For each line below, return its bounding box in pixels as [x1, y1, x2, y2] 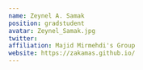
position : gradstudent [8, 19, 85, 27]
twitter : [8, 34, 38, 43]
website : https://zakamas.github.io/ [8, 49, 136, 57]
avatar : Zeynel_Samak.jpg [8, 27, 95, 35]
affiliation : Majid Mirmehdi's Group [8, 42, 136, 50]
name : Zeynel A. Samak [8, 11, 85, 20]
